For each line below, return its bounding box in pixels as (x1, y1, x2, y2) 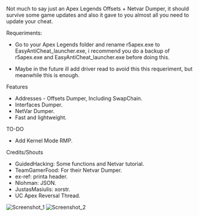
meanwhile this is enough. (14, 72, 80, 78)
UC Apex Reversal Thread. (14, 192, 81, 199)
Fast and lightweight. (14, 114, 67, 121)
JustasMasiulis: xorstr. (14, 185, 71, 193)
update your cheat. (6, 18, 53, 25)
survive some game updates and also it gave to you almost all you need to (6, 11, 189, 19)
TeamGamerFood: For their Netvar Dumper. (14, 167, 122, 174)
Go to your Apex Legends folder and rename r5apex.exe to (14, 41, 160, 48)
